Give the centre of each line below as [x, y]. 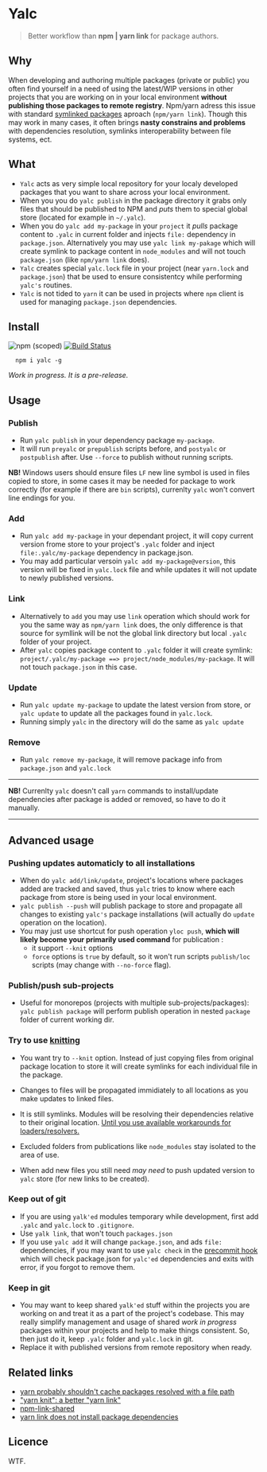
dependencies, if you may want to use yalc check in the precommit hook [139, 1250]
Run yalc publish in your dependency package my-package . [117, 440]
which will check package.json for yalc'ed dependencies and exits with [137, 1259]
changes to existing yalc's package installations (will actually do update [137, 914]
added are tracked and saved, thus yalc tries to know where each [127, 889]
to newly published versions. [66, 578]
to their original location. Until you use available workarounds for [126, 1122]
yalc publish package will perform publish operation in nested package [135, 1011]
